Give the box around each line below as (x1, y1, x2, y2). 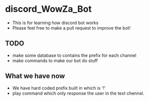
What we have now (5, 72, 65, 80)
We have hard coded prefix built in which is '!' (12, 85, 106, 91)
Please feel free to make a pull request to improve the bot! (12, 25, 131, 31)
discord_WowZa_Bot (5, 3, 92, 15)
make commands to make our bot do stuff (12, 58, 98, 64)
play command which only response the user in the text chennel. (12, 90, 145, 96)
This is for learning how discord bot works (12, 20, 99, 26)
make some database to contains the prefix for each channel (12, 52, 137, 58)
